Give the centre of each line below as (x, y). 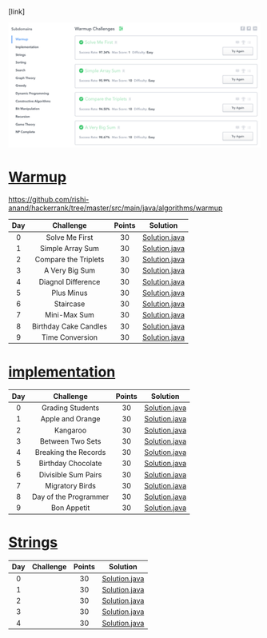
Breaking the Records (70, 453)
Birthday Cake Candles (70, 326)
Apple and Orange (70, 419)
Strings (33, 542)
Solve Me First (70, 237)
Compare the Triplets (70, 260)
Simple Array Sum (70, 248)
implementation (62, 372)
